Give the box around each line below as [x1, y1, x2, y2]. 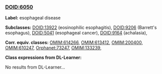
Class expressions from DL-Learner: [5, 54, 82, 60]
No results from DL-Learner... [5, 64, 65, 70]
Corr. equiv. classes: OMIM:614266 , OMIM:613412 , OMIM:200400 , [5, 39, 143, 45]
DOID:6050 [5, 3, 33, 10]
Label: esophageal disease [5, 15, 61, 21]
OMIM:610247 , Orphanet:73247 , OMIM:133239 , [5, 45, 102, 51]
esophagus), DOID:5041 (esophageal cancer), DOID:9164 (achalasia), [5, 30, 148, 36]
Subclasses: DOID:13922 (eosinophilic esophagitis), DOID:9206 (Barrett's [5, 24, 157, 30]
